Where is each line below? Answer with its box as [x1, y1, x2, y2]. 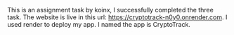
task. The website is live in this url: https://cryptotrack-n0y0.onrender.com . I [7, 13, 228, 21]
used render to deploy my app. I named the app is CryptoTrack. [7, 21, 191, 28]
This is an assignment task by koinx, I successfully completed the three [7, 6, 214, 14]
